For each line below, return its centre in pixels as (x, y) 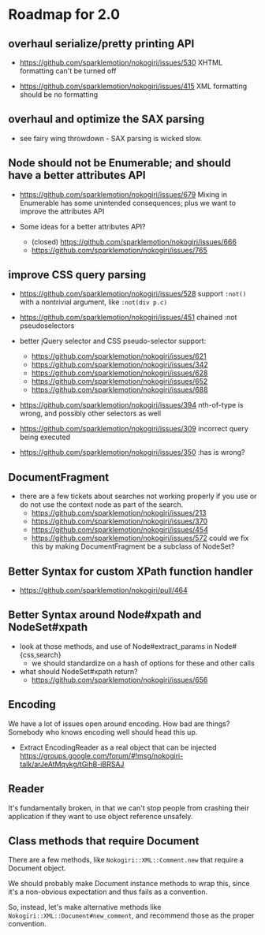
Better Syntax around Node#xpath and (105, 615)
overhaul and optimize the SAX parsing (106, 119)
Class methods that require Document (104, 841)
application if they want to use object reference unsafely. (101, 816)
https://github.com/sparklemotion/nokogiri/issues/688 (119, 390)
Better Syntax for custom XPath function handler (131, 571)
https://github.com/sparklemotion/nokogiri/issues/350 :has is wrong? (132, 453)
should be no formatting (59, 95)
